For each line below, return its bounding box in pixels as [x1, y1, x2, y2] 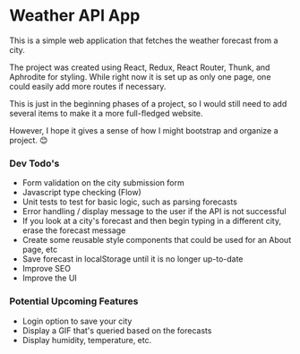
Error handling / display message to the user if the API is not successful [21, 206, 287, 217]
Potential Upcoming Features [9, 295, 139, 307]
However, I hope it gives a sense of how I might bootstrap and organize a [9, 125, 279, 135]
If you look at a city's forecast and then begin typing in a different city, [21, 216, 282, 227]
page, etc [21, 244, 58, 255]
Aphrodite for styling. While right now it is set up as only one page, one [9, 71, 271, 82]
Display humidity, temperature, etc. [21, 334, 152, 345]
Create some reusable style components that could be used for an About [21, 235, 292, 246]
